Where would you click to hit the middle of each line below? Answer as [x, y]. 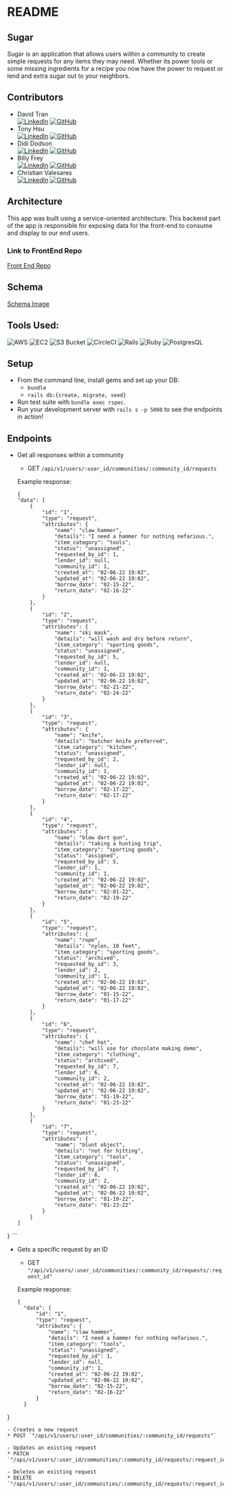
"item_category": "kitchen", [96, 748]
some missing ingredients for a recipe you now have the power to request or [115, 69]
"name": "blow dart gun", [91, 838]
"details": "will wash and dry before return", [123, 639]
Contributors [35, 97]
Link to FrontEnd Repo [45, 251]
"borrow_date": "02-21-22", [94, 687]
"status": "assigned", [87, 856]
